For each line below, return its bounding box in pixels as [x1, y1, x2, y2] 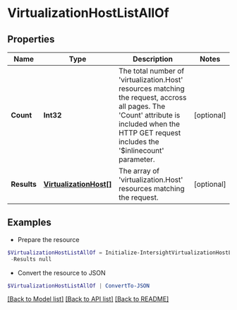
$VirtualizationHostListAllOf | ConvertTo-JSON [7, 282, 150, 289]
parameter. [119, 154, 155, 164]
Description [133, 54, 173, 64]
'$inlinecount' [119, 146, 164, 155]
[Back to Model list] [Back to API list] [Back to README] [7, 295, 169, 304]
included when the [119, 119, 181, 129]
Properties [7, 33, 55, 45]
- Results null [10, 256, 52, 263]
